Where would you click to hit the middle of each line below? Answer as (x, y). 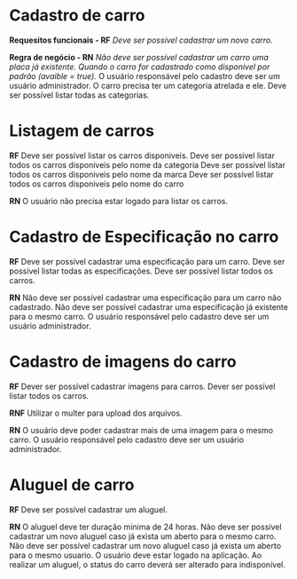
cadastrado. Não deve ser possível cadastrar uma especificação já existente (148, 306)
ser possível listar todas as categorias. (79, 95)
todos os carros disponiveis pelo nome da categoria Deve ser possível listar (148, 164)
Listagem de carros (82, 131)
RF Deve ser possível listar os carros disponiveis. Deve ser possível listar (142, 155)
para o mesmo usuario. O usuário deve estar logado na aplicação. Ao (136, 555)
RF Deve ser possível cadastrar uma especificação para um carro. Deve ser (147, 261)
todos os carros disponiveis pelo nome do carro (97, 184)
